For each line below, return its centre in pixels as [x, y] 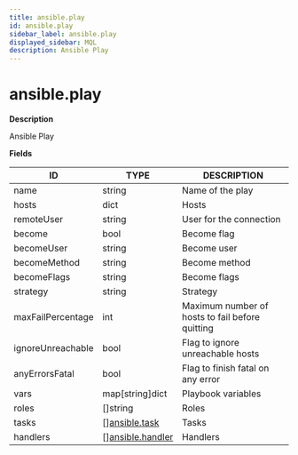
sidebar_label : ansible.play [63, 34]
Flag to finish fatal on [225, 368]
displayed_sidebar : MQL [53, 42]
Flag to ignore [210, 343]
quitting [198, 328]
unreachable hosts [220, 354]
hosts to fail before [220, 317]
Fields [21, 154]
